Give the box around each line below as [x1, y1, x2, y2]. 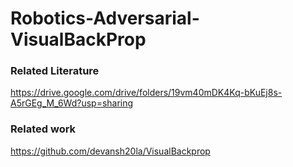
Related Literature [10, 64, 100, 78]
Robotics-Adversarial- [10, 7, 200, 30]
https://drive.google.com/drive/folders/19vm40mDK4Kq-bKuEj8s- [10, 87, 283, 99]
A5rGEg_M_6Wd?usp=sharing [10, 97, 134, 109]
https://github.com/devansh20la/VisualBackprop [10, 145, 211, 157]
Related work [10, 122, 77, 136]
